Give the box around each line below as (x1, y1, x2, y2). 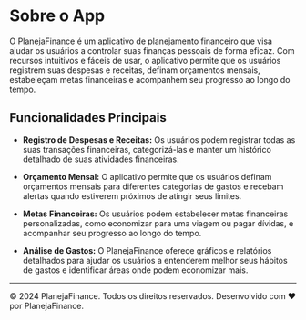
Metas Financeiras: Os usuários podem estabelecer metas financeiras (22, 208, 289, 219)
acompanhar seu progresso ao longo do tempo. (22, 227, 202, 238)
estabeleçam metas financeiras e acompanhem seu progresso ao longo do (9, 74, 291, 85)
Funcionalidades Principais (9, 110, 167, 125)
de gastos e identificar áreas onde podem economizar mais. (22, 265, 249, 275)
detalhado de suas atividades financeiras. (22, 154, 179, 165)
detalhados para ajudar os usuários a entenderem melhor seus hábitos (22, 255, 289, 265)
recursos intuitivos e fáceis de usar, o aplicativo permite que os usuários (9, 55, 281, 65)
